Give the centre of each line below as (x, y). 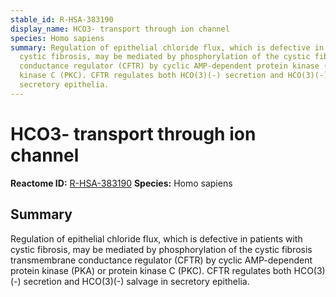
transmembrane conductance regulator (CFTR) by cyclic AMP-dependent (161, 260)
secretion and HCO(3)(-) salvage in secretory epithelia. (136, 281)
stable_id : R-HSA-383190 (62, 19)
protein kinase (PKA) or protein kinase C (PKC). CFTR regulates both (151, 270)
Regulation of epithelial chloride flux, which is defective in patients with (156, 238)
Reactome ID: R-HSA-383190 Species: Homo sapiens (121, 183)
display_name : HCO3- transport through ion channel (120, 29)
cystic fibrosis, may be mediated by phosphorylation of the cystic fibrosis (161, 249)
